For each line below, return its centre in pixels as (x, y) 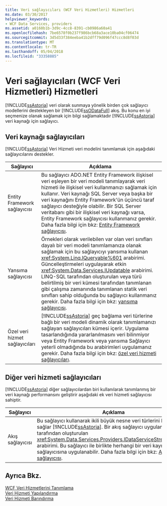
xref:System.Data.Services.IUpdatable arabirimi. (97, 270)
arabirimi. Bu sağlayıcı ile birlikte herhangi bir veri (94, 446)
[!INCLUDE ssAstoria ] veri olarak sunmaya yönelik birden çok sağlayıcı (77, 105)
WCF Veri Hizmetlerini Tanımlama (39, 488)
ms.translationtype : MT (30, 42)
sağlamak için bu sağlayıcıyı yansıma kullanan (95, 252)
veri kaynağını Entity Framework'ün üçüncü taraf (98, 200)
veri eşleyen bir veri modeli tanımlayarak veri (93, 181)
